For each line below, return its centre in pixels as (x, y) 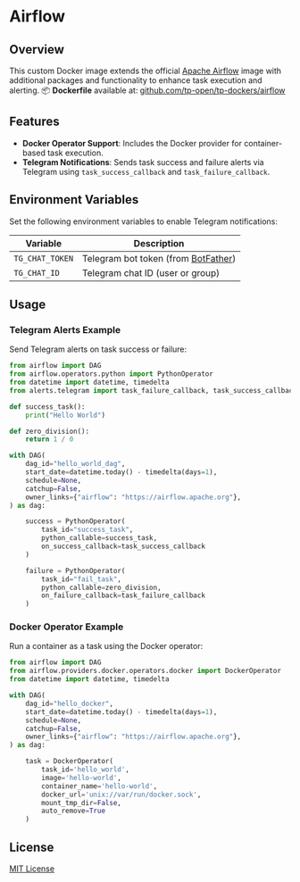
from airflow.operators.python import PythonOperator (112, 374)
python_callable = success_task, (100, 538)
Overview (37, 50)
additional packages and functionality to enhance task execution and (136, 80)
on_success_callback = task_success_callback (123, 546)
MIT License (32, 869)
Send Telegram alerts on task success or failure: (98, 349)
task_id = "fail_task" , (82, 579)
